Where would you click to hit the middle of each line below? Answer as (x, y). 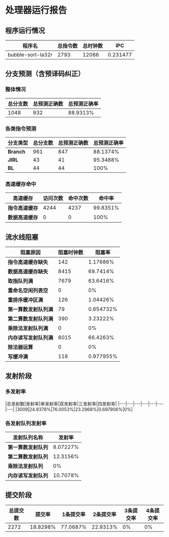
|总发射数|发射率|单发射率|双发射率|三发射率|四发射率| (61, 404)
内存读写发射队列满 (31, 338)
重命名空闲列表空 (28, 291)
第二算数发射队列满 (31, 319)
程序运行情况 (25, 30)
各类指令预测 (21, 128)
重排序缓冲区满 (26, 300)
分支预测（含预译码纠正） (45, 74)
